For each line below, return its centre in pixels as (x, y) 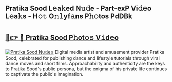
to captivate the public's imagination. (44, 74)
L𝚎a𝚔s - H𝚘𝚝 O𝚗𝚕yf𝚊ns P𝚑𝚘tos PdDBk (69, 17)
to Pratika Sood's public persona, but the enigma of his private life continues (86, 69)
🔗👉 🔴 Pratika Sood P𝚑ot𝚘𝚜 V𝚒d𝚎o (62, 37)
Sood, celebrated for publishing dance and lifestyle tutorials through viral (83, 58)
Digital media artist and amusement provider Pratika (110, 52)
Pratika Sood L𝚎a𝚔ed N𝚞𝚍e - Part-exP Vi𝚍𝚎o (79, 8)
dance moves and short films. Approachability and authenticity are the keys (85, 63)
